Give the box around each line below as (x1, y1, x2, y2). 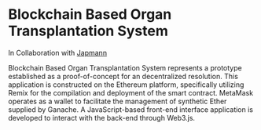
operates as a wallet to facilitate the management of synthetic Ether (8, 96, 227, 106)
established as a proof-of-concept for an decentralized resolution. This (8, 71, 238, 81)
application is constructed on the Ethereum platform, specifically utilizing (8, 80, 244, 89)
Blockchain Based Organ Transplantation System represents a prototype (8, 63, 242, 72)
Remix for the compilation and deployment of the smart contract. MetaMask (8, 88, 254, 97)
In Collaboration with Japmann (8, 48, 108, 57)
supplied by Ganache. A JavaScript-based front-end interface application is (8, 104, 254, 114)
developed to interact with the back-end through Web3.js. (8, 113, 195, 122)
